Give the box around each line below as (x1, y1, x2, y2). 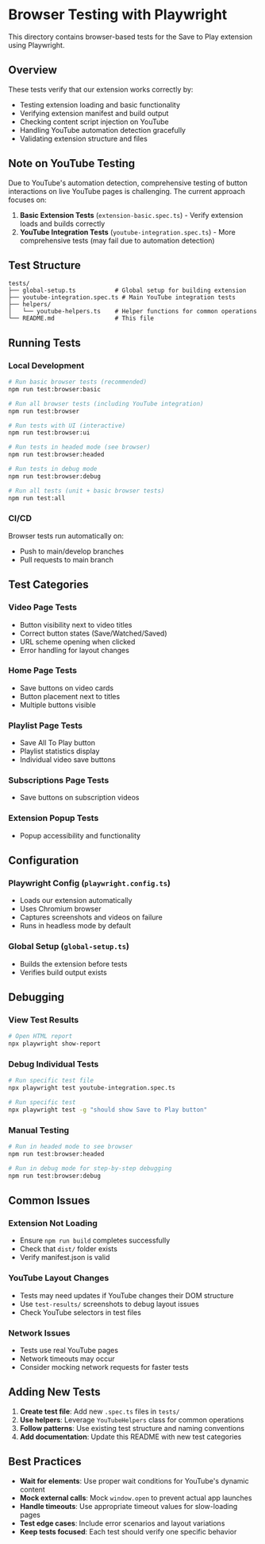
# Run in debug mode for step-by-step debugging (8, 1165, 172, 1173)
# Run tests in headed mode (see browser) (8, 443, 151, 451)
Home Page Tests (8, 665, 78, 676)
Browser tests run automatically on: (8, 531, 125, 540)
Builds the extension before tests (19, 959, 128, 968)
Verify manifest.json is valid (19, 1253, 110, 1262)
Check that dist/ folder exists (19, 1244, 117, 1254)
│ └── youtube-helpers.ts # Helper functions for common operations (8, 308, 258, 316)
